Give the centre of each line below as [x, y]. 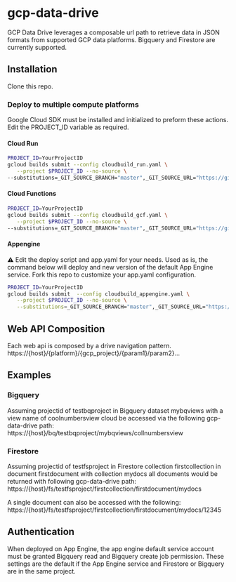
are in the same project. [41, 571]
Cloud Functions [32, 194]
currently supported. [37, 47]
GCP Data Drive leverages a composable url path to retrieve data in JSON [113, 32]
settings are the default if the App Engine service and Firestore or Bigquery [116, 564]
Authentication [41, 532]
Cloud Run [23, 143]
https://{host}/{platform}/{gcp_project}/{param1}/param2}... [94, 353]
